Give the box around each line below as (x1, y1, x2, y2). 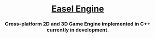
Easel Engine (51, 3, 104, 14)
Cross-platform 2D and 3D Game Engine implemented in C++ (4, 21, 151, 27)
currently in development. (46, 26, 109, 33)
